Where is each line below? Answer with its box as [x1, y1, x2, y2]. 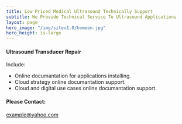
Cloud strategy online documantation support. [14, 79, 126, 86]
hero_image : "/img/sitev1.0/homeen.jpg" [6, 24, 107, 31]
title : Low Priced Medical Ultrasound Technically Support [6, 8, 153, 15]
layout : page [6, 19, 38, 25]
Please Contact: [6, 98, 46, 105]
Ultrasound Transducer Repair [6, 48, 81, 55]
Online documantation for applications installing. [14, 72, 132, 79]
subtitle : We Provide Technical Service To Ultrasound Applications [6, 14, 177, 20]
